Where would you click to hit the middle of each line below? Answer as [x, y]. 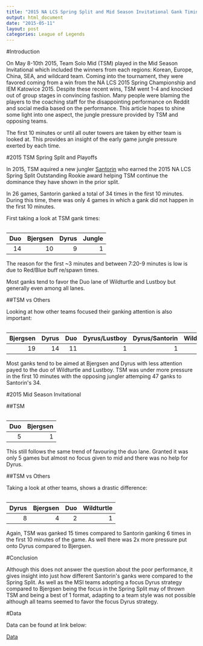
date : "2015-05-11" [31, 23]
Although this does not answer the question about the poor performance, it [100, 570]
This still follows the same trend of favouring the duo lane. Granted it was [97, 452]
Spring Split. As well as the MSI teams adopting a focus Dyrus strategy [94, 582]
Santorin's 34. [24, 383]
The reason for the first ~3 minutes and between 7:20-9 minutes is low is [97, 264]
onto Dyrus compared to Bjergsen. [49, 546]
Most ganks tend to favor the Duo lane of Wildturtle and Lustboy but [91, 282]
